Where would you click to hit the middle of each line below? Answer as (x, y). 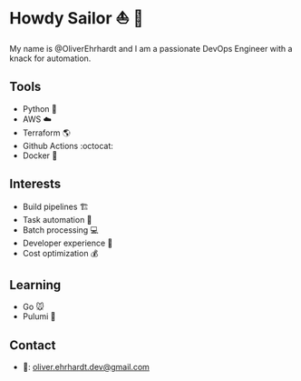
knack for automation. (50, 58)
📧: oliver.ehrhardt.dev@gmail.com (86, 367)
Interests (35, 184)
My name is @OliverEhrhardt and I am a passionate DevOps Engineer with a (151, 48)
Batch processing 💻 (60, 230)
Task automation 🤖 (57, 219)
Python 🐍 (39, 108)
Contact (33, 345)
